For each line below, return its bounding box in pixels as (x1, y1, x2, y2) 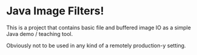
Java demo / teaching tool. (6, 30, 73, 37)
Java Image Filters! (6, 4, 104, 18)
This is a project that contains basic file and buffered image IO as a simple (6, 24, 191, 31)
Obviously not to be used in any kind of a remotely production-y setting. (6, 42, 186, 49)
